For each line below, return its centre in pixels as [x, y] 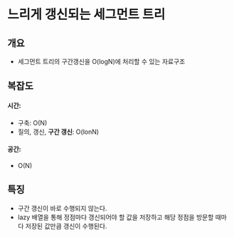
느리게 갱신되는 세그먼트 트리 [86, 15]
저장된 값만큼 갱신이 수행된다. [66, 226]
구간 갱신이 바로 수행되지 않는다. [62, 208]
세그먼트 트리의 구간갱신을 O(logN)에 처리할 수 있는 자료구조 [101, 62]
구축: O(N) [32, 122]
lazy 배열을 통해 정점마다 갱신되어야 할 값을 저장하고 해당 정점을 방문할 [116, 217]
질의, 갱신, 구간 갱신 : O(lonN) [58, 132]
